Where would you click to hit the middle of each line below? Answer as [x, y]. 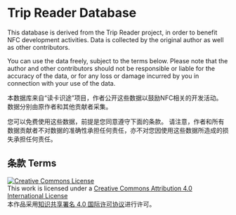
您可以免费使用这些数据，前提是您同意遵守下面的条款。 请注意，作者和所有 [116, 122]
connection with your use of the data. [61, 83]
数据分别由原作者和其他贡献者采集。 [60, 106]
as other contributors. [39, 47]
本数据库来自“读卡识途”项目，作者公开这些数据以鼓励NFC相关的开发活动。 [115, 98]
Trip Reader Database [72, 13]
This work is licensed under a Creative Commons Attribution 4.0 [100, 188]
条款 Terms [32, 163]
